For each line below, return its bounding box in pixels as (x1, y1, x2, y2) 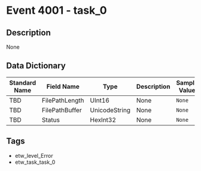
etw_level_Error (14, 152, 53, 159)
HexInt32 (90, 115, 117, 124)
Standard (9, 79, 36, 87)
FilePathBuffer (41, 106, 82, 114)
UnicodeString (90, 106, 130, 114)
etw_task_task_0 (14, 158, 56, 166)
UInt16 (90, 96, 109, 104)
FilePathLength (41, 96, 85, 104)
